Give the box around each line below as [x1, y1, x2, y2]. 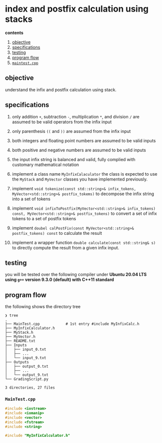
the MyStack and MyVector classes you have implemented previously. [12, 176, 148, 182]
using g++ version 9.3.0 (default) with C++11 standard [5, 277, 115, 282]
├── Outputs [5, 360, 29, 365]
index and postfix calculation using [5, 3, 149, 15]
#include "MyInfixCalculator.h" [5, 433, 70, 438]
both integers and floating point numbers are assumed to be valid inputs [12, 137, 156, 144]
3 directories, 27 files [5, 385, 55, 390]
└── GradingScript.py [5, 377, 49, 382]
